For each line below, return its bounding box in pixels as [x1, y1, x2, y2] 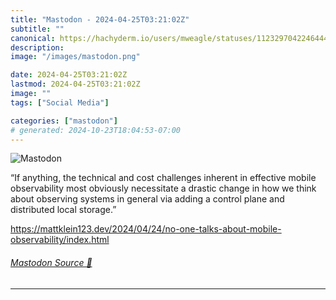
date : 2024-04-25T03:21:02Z [10, 70, 128, 80]
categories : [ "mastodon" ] [10, 116, 118, 126]
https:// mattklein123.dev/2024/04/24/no [10, 223, 177, 235]
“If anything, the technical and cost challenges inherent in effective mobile [10, 172, 317, 184]
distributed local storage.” [10, 204, 117, 216]
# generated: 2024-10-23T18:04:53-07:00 [10, 125, 182, 135]
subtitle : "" [10, 24, 65, 34]
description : [10, 42, 65, 53]
